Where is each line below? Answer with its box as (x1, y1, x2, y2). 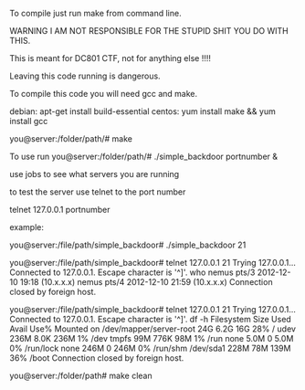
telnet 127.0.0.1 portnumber (9, 205, 110, 215)
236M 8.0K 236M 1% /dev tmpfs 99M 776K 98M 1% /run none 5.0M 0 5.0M (9, 333, 294, 343)
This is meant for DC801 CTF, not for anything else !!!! (9, 53, 212, 63)
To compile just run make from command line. (9, 8, 182, 18)
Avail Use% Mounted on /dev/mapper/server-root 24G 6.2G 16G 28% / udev (9, 323, 297, 334)
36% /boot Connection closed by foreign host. (9, 353, 184, 364)
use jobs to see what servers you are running (9, 169, 180, 179)
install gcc (9, 116, 48, 126)
